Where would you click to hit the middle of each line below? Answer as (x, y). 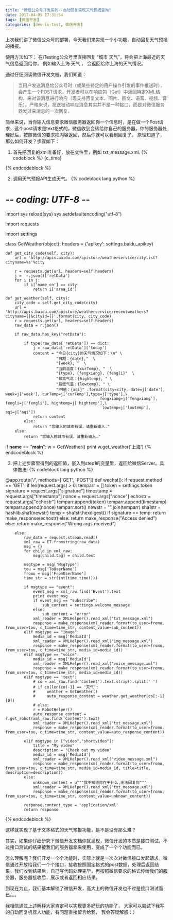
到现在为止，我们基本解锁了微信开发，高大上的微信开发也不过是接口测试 (82, 889)
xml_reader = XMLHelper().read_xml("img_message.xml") (93, 641)
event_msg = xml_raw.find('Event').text (77, 592)
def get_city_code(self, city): (40, 253)
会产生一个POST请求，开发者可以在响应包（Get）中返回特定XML (87, 92)
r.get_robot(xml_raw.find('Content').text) (53, 719)
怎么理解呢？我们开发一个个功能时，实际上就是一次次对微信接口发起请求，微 (86, 858)
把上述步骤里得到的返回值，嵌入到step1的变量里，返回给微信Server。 (86, 463)
